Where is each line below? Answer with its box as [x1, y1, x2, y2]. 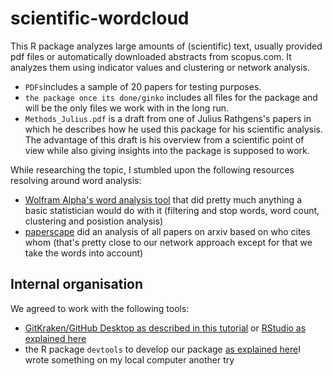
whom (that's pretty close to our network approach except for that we [24, 236, 313, 248]
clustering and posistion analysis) [24, 215, 164, 227]
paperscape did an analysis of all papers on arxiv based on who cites [24, 225, 311, 237]
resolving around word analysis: [10, 174, 142, 186]
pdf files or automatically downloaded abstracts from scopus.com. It [10, 50, 292, 62]
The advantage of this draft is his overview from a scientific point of [24, 133, 305, 146]
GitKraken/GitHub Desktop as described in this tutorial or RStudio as [24, 322, 307, 334]
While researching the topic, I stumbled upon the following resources [10, 163, 295, 176]
